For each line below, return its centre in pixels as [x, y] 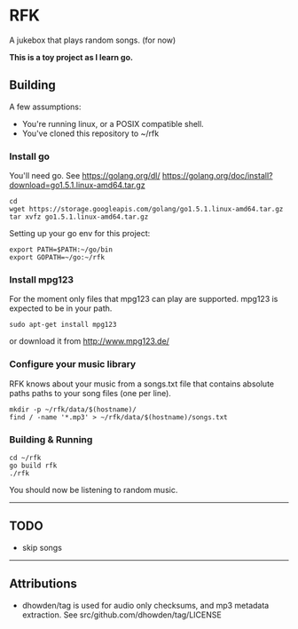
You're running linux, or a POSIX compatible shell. [113, 123]
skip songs [42, 547]
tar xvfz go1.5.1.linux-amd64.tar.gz [79, 217]
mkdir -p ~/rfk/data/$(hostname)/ [73, 410]
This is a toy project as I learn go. [71, 57]
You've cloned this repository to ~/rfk [90, 133]
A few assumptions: [45, 107]
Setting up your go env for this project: [80, 234]
